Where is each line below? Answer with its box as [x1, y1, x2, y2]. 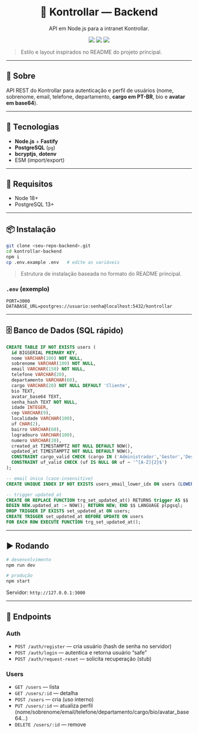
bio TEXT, [11, 388, 35, 394]
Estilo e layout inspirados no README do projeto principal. [20, 48, 162, 55]
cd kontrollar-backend [6, 248, 62, 254]
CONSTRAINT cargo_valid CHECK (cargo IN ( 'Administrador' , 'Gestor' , [11, 454, 183, 460]
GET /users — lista [14, 683, 60, 691]
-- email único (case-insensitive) [6, 475, 94, 482]
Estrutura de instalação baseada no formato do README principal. [20, 270, 182, 277]
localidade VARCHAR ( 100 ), [11, 415, 75, 421]
